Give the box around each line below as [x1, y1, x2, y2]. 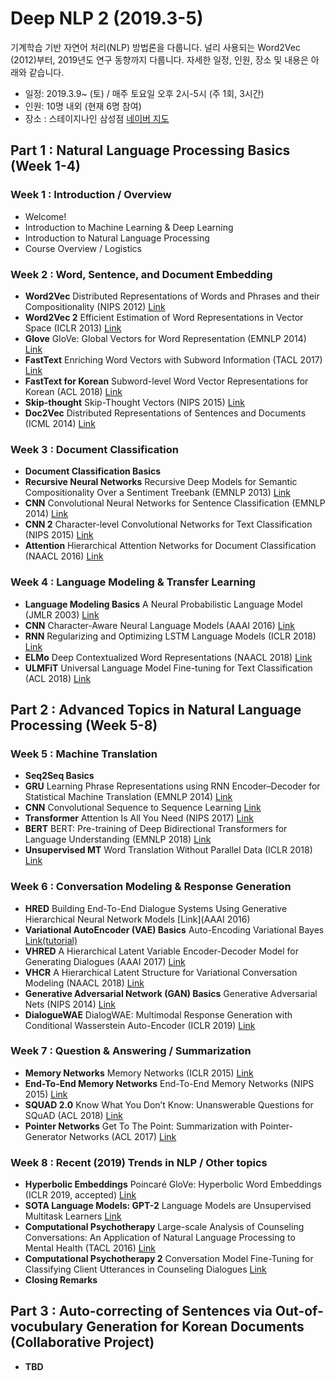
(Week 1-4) [10, 158, 81, 175]
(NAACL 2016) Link [24, 550, 104, 562]
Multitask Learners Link [24, 1210, 122, 1222]
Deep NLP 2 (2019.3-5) [10, 7, 204, 30]
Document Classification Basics [24, 465, 162, 477]
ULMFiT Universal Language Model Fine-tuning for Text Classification [24, 662, 313, 674]
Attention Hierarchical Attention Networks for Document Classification [24, 540, 317, 552]
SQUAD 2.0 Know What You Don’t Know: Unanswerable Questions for [24, 1098, 314, 1111]
